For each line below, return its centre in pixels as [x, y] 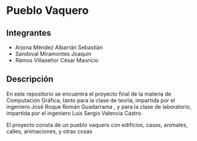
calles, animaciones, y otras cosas [49, 131]
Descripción [30, 79]
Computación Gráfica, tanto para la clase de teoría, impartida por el [91, 100]
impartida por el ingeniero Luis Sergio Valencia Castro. [74, 113]
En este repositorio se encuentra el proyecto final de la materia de [89, 94]
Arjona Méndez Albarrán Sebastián [59, 47]
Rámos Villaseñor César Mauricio [57, 60]
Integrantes [29, 33]
